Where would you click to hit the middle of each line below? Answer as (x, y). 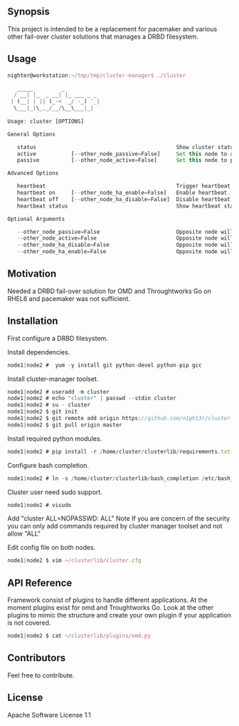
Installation (33, 321)
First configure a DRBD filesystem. (58, 338)
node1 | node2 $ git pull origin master (65, 425)
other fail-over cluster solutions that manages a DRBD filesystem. (103, 36)
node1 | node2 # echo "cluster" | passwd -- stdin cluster (92, 399)
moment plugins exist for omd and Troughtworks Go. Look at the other (111, 608)
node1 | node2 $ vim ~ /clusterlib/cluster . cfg (74, 561)
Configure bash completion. (48, 465)
